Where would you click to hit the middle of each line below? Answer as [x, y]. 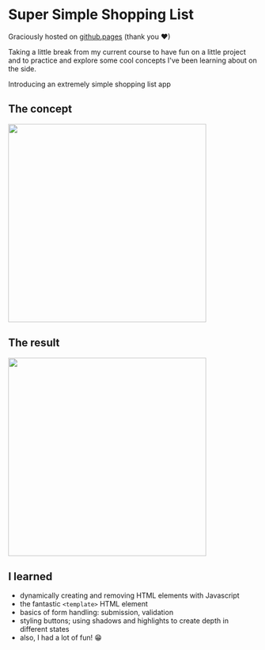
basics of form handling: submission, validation [97, 613]
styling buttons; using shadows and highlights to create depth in [124, 621]
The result [34, 343]
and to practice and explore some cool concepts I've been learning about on [132, 60]
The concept [40, 109]
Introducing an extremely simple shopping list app [90, 84]
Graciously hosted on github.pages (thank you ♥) [89, 36]
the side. [23, 68]
